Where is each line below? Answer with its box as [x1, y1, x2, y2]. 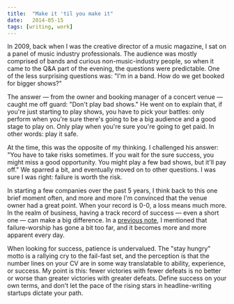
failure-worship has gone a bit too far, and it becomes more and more [7, 224, 207, 232]
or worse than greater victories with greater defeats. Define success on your [7, 274, 227, 282]
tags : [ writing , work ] [7, 23, 73, 30]
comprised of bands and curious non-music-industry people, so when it [7, 57, 214, 66]
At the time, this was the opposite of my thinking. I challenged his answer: [7, 144, 219, 152]
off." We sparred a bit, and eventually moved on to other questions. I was [7, 165, 216, 174]
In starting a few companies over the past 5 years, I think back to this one [7, 186, 218, 195]
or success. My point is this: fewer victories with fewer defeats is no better [7, 266, 221, 275]
